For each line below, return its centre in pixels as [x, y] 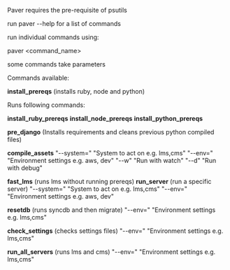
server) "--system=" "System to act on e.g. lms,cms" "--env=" [97, 189]
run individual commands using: [53, 37]
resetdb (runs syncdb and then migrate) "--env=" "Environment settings [112, 210]
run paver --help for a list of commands [64, 23]
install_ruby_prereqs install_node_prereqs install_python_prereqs [105, 119]
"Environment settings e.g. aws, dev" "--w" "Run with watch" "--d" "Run [112, 161]
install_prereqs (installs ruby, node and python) [76, 91]
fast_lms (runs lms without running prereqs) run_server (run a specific [109, 182]
